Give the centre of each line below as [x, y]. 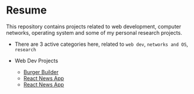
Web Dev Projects [36, 61]
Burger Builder [41, 72]
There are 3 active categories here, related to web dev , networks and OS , [101, 44]
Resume [26, 10]
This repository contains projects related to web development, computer [94, 26]
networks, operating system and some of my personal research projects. [94, 32]
